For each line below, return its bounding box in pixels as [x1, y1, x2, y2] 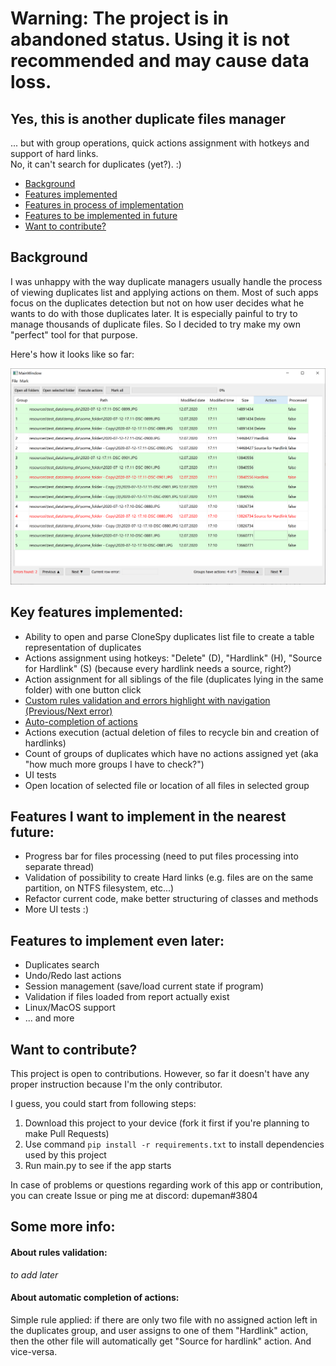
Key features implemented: [10, 604, 184, 621]
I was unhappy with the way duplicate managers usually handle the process [10, 275, 323, 287]
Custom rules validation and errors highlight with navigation [24, 694, 271, 706]
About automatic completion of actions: [10, 1292, 180, 1304]
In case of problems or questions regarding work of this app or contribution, [10, 1179, 324, 1191]
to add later [10, 1268, 59, 1281]
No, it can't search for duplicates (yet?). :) [10, 158, 182, 170]
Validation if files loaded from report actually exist [24, 991, 230, 1003]
